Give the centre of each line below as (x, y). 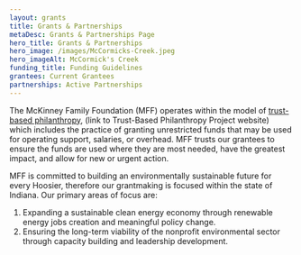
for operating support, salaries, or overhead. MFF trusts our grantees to (142, 139)
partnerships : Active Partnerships (76, 85)
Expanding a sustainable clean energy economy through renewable (147, 212)
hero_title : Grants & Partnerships (76, 43)
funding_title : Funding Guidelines (76, 68)
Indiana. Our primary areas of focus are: (83, 195)
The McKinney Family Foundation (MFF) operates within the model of (138, 110)
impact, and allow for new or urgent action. (89, 158)
